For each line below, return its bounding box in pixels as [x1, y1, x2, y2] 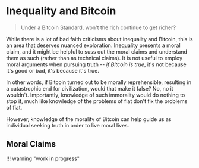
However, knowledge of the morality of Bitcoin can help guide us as [6, 115, 172, 123]
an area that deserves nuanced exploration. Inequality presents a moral [6, 42, 181, 49]
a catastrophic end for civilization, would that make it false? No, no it [6, 85, 173, 92]
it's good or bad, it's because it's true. [6, 67, 99, 74]
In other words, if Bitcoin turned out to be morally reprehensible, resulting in [6, 79, 192, 86]
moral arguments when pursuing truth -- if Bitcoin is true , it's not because [6, 61, 187, 68]
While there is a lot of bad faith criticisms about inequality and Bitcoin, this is [6, 35, 193, 42]
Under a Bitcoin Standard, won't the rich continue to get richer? [20, 24, 176, 31]
